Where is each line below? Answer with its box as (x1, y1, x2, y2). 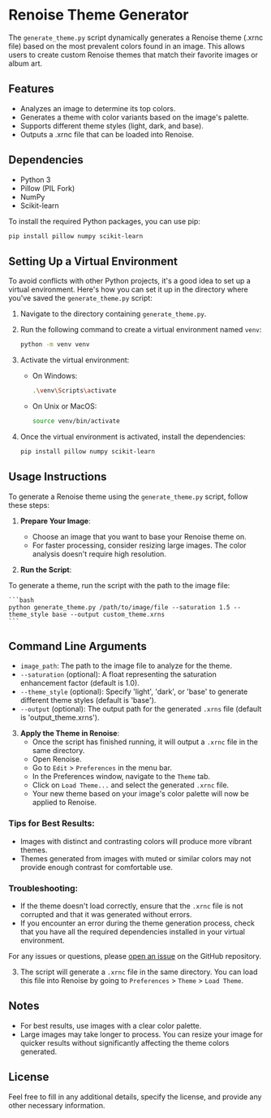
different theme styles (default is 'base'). (19, 695, 157, 705)
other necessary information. (8, 1100, 105, 1110)
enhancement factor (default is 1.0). (19, 678, 140, 688)
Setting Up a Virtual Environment (8, 254, 179, 268)
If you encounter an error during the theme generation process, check (19, 918, 256, 928)
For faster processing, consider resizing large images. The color (32, 540, 247, 550)
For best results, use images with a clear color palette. (19, 1020, 202, 1030)
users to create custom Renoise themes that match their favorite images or (8, 50, 258, 59)
